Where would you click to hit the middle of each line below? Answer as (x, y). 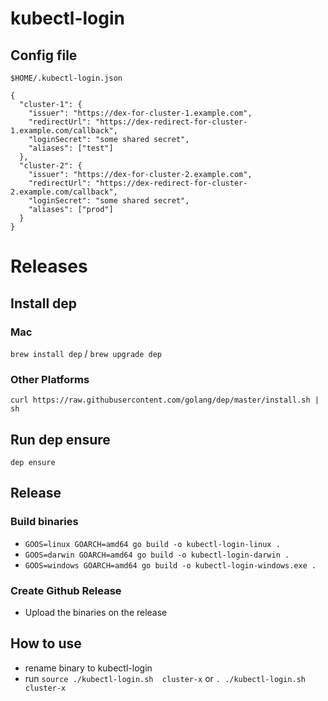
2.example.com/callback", (64, 192)
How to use (46, 643)
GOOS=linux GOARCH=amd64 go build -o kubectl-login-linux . (152, 544)
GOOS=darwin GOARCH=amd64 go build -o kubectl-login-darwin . (157, 555)
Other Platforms (50, 379)
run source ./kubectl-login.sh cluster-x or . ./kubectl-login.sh (165, 678)
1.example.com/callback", (64, 131)
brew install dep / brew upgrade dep (86, 353)
